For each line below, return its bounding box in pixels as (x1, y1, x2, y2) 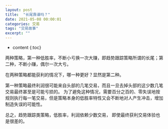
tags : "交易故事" (5, 26, 39, 31)
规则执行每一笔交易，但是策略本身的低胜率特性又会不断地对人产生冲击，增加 (5, 95, 163, 101)
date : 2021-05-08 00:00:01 (5, 17, 62, 22)
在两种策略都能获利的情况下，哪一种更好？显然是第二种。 (5, 72, 124, 78)
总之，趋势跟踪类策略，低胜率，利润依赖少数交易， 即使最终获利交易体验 (5, 112, 156, 118)
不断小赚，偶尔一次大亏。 (18, 61, 71, 67)
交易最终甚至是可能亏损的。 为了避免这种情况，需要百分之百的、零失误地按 (5, 89, 160, 94)
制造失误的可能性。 (5, 101, 45, 107)
